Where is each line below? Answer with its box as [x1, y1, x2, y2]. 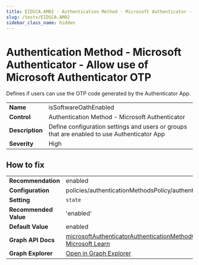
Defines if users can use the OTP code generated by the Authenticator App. [6, 90, 191, 97]
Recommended [9, 206, 53, 214]
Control [9, 113, 31, 122]
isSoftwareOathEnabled [48, 103, 114, 111]
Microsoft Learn [66, 240, 111, 248]
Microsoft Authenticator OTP [6, 71, 152, 84]
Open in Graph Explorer [66, 250, 131, 258]
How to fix [6, 159, 44, 170]
